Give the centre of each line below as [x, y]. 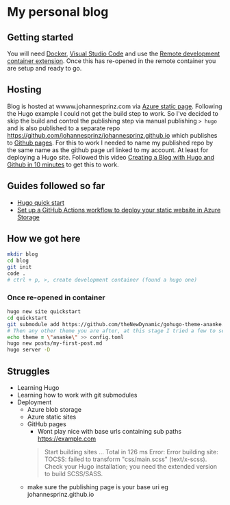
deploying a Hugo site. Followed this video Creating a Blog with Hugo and [111, 157]
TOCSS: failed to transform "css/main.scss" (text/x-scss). [126, 459]
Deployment [34, 402]
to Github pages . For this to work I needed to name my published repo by [110, 143]
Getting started [40, 37]
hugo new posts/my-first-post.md [55, 343]
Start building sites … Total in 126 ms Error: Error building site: [131, 452]
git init [20, 267]
